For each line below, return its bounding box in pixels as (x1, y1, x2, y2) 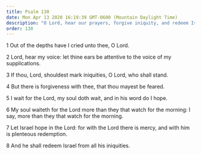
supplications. (6, 60, 41, 67)
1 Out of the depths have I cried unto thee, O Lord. (6, 42, 130, 49)
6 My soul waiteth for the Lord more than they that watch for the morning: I (6, 106, 191, 114)
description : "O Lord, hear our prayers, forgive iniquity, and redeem (6, 20, 188, 26)
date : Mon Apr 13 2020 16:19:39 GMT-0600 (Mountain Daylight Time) (6, 14, 178, 20)
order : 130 (6, 25, 33, 32)
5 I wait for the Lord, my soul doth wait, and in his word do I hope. (6, 95, 168, 102)
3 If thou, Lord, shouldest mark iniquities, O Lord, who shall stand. (6, 71, 169, 78)
